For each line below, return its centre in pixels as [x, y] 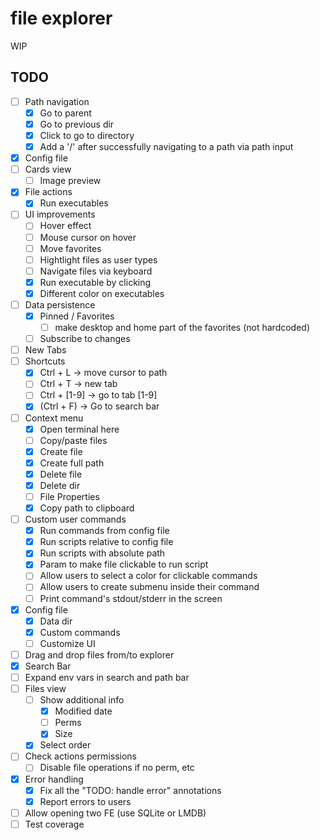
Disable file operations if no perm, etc [117, 768]
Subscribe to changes [85, 339]
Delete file [61, 474]
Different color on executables [102, 293]
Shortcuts [45, 361]
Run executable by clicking [95, 282]
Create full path [72, 463]
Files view [45, 688]
